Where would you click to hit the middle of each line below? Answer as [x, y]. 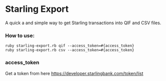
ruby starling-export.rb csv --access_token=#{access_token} [70, 50]
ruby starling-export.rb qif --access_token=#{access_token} [70, 46]
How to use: [20, 36]
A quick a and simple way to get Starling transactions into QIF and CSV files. [83, 23]
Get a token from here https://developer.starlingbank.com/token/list [74, 73]
